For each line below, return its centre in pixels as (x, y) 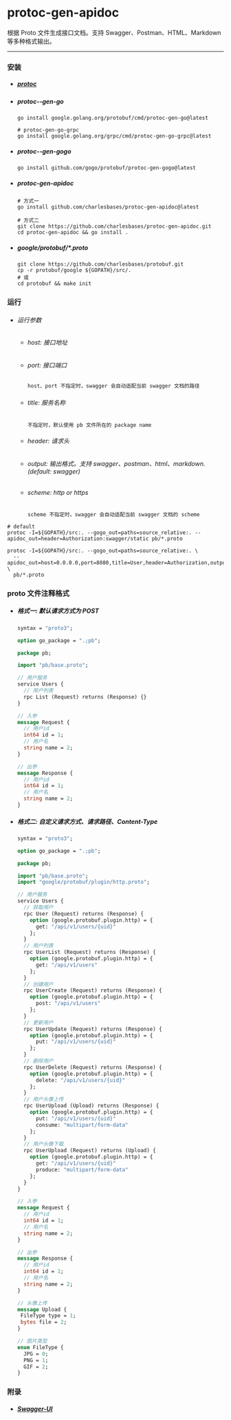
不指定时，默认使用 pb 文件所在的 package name (89, 425)
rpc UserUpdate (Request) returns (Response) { (93, 1029)
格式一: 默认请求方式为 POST (58, 611)
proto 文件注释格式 (38, 593)
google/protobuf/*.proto (53, 247)
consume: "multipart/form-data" (82, 1125)
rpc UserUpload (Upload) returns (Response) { (91, 1106)
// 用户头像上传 (44, 1099)
